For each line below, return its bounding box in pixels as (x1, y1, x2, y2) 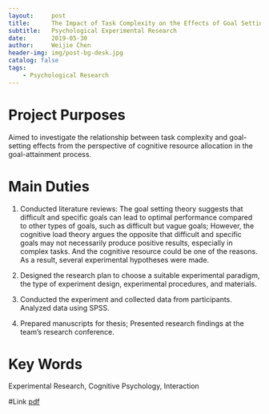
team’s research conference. (19, 327, 114, 336)
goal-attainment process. (8, 149, 92, 159)
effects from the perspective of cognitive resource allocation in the (32, 141, 254, 151)
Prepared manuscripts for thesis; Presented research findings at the (19, 318, 244, 328)
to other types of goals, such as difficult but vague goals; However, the (19, 221, 255, 231)
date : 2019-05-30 (8, 34, 88, 42)
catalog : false (8, 57, 59, 65)
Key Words (8, 355, 82, 373)
